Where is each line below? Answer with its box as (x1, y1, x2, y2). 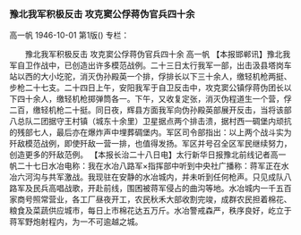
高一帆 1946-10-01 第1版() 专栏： (9, 29, 130, 41)
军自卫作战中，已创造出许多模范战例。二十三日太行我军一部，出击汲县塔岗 (9, 60, 284, 71)
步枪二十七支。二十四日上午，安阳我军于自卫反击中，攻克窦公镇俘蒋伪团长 (9, 82, 284, 93)
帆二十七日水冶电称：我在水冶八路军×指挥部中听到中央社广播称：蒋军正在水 (9, 161, 289, 172)
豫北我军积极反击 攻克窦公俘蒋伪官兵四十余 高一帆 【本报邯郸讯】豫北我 (24, 49, 291, 60)
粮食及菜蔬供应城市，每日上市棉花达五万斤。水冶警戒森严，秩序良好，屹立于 (9, 206, 292, 216)
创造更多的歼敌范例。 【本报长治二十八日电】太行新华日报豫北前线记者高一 (9, 149, 287, 160)
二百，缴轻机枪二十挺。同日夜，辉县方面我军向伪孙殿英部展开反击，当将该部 (9, 105, 292, 115)
